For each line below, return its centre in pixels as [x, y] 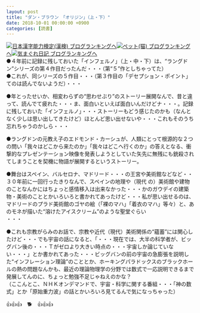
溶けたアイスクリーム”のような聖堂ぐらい [96, 212]
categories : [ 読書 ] [30, 28]
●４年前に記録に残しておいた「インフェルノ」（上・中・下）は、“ [87, 61]
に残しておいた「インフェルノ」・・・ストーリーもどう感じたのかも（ [91, 111]
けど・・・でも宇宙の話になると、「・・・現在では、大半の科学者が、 [96, 239]
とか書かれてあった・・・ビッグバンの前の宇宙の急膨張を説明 [108, 254]
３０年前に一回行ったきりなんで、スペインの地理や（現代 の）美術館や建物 [98, 182]
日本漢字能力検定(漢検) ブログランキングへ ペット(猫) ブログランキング [101, 46]
